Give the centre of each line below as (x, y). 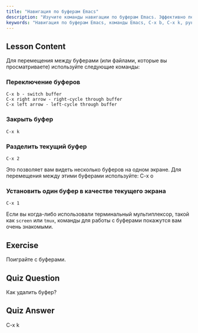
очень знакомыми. (30, 227)
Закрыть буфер (30, 120)
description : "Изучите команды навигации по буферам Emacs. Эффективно (96, 17)
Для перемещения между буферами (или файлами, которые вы (87, 61)
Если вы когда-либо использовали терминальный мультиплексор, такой (98, 214)
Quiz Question (33, 278)
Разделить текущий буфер (47, 146)
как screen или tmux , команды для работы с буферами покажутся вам (94, 220)
